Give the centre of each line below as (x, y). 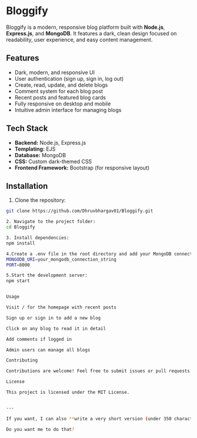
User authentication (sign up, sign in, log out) (69, 78)
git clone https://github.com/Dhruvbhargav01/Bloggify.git (80, 211)
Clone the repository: (40, 200)
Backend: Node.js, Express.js (50, 142)
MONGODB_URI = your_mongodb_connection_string (61, 259)
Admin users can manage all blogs (48, 350)
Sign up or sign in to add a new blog (53, 318)
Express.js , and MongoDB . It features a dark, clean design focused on (91, 33)
